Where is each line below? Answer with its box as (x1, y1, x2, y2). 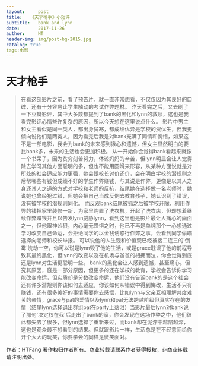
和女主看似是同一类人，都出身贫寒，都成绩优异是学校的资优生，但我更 (20, 125, 193, 132)
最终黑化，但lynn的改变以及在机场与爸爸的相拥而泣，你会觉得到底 (31, 251, 193, 258)
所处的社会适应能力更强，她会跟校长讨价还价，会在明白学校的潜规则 (20, 170, 187, 177)
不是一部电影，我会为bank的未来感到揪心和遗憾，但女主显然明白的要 (20, 140, 189, 147)
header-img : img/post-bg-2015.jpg (6, 36, 92, 42)
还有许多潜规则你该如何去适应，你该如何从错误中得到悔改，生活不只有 (20, 281, 193, 288)
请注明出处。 (6, 353, 37, 360)
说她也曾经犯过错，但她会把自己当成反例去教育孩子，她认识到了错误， (20, 192, 193, 199)
